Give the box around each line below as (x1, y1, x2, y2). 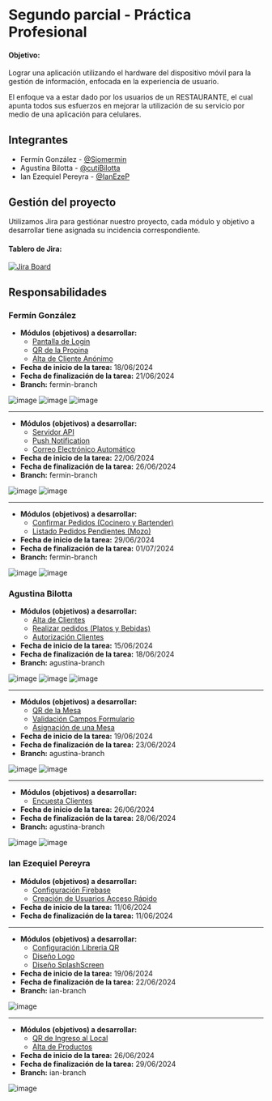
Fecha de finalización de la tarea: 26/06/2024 (19, 461, 176, 471)
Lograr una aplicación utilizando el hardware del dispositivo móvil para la (8, 68, 252, 78)
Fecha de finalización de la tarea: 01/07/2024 (19, 543, 174, 553)
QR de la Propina (32, 345, 89, 355)
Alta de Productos (32, 1042, 93, 1052)
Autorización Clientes (32, 632, 104, 642)
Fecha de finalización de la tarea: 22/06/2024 (19, 977, 176, 987)
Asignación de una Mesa (32, 723, 115, 733)
